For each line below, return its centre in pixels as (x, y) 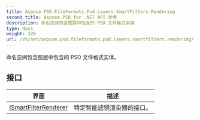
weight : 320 (21, 34)
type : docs (20, 28)
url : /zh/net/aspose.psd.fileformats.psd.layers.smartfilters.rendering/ (100, 39)
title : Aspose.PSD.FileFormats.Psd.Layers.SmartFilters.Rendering (91, 12)
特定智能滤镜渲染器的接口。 (113, 107)
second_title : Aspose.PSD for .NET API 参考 (62, 17)
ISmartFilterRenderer (39, 107)
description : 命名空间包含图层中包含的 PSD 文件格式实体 (70, 23)
